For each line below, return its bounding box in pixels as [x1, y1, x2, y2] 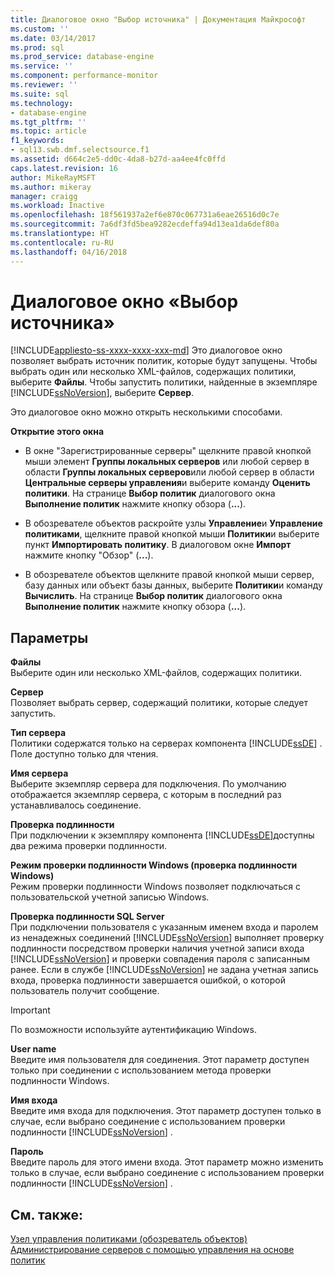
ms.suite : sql [10, 89, 70, 99]
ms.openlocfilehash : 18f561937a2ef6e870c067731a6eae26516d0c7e [10, 210, 280, 220]
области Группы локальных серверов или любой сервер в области [24, 466, 315, 478]
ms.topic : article [10, 126, 87, 136]
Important [10, 1004, 51, 1016]
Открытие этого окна [10, 426, 105, 438]
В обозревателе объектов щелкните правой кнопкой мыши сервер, [24, 569, 315, 581]
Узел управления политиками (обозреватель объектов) [10, 1233, 248, 1245]
